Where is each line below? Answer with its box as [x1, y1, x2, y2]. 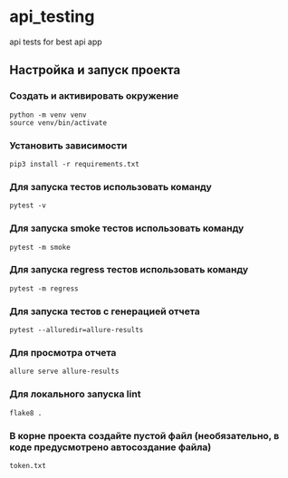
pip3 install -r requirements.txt [9, 159, 140, 168]
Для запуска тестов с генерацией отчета [9, 305, 201, 318]
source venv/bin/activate [9, 118, 107, 128]
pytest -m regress [9, 283, 79, 293]
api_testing [9, 6, 95, 27]
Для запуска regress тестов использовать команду [9, 263, 249, 276]
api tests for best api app [9, 36, 102, 47]
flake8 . [9, 408, 43, 417]
